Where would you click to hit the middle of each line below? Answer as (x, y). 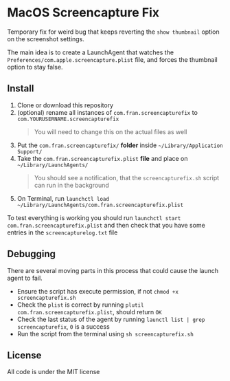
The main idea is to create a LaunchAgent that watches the (90, 52)
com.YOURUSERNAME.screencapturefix (68, 119)
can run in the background (72, 185)
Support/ (30, 152)
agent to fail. (25, 278)
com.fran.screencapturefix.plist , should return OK (90, 312)
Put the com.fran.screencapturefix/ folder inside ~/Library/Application (120, 145)
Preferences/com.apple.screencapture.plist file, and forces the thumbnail (112, 59)
